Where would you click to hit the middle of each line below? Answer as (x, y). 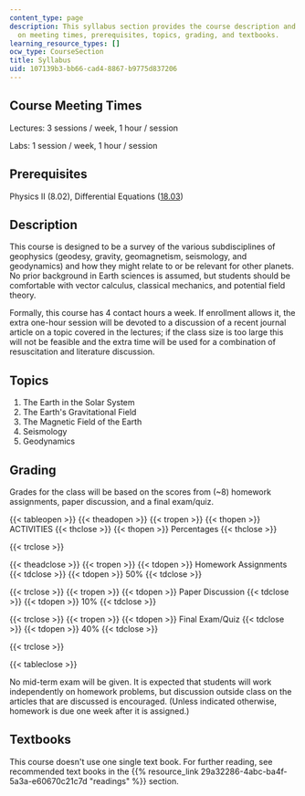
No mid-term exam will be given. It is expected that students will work (141, 682)
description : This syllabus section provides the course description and (153, 26)
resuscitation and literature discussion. (82, 351)
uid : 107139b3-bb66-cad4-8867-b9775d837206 (94, 69)
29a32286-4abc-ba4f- (244, 771)
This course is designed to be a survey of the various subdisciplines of (142, 246)
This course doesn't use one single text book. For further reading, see (141, 761)
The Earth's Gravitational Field (79, 413)
